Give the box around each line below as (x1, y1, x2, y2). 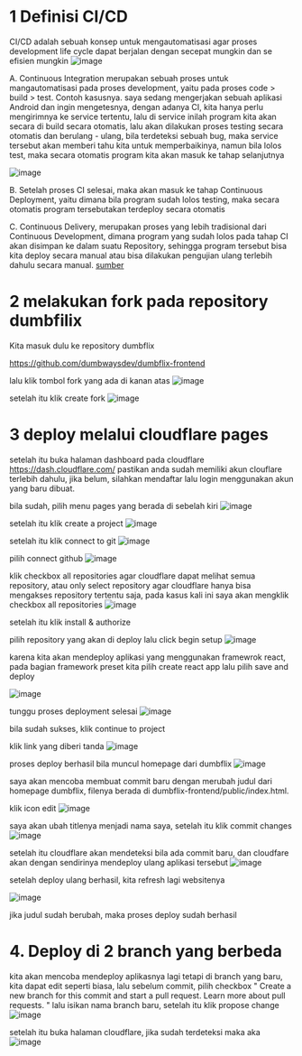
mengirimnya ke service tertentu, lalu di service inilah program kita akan (9, 111, 277, 122)
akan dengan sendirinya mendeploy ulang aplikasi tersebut (9, 857, 228, 867)
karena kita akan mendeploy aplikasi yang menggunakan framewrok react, (9, 652, 287, 662)
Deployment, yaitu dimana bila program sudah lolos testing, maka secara (9, 194, 279, 205)
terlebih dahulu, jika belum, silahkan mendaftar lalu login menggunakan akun (9, 473, 294, 484)
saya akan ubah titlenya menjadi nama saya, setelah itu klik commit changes (9, 820, 293, 831)
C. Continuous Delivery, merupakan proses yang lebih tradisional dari (9, 221, 268, 232)
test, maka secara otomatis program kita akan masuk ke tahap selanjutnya (9, 149, 285, 160)
